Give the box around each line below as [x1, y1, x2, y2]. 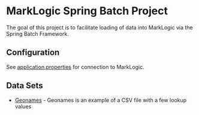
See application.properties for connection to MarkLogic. [6, 63, 145, 70]
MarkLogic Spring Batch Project [6, 4, 168, 18]
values [14, 102, 32, 110]
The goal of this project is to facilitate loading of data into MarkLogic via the [6, 24, 193, 31]
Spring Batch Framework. [6, 30, 69, 37]
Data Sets [6, 80, 43, 91]
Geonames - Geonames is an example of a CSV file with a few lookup [14, 97, 187, 104]
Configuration [6, 48, 60, 58]
